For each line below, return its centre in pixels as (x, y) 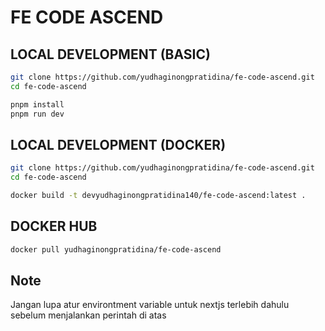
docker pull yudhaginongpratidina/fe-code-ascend (116, 249)
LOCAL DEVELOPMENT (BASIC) (110, 54)
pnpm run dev (37, 114)
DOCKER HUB (54, 226)
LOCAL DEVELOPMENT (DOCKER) (118, 144)
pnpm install (37, 104)
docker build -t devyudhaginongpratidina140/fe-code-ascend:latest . (158, 196)
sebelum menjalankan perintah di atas (88, 315)
